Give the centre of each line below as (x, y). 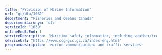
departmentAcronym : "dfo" (31, 23)
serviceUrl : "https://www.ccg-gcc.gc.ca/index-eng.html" (63, 41)
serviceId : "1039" (23, 27)
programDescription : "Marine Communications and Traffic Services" (74, 45)
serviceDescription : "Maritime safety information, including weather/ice (82, 36)
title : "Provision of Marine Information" (48, 9)
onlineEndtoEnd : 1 (23, 32)
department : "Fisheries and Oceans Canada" (49, 18)
